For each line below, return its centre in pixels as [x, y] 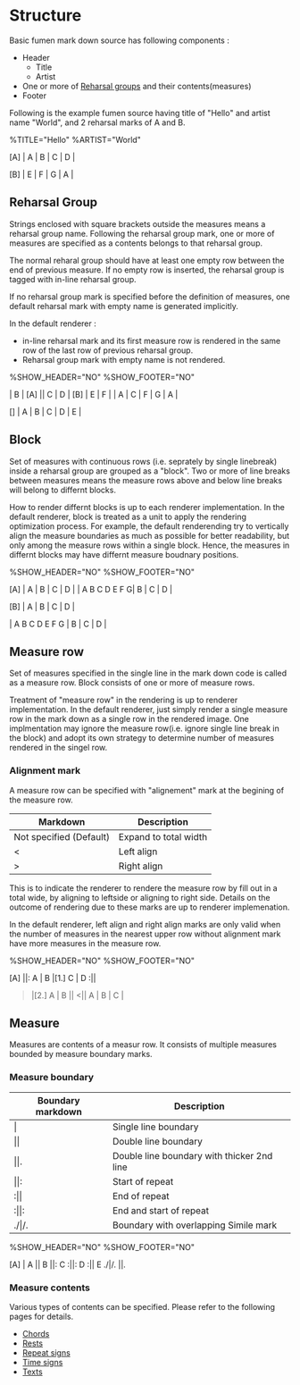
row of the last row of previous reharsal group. [108, 350]
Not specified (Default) [62, 836]
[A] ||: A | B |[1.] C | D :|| [53, 978]
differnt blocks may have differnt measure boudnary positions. [124, 554]
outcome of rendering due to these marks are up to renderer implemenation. [150, 907]
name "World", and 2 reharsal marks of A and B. [97, 122]
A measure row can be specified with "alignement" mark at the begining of [146, 790]
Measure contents [50, 1288]
